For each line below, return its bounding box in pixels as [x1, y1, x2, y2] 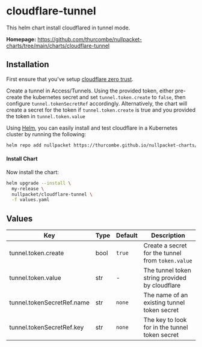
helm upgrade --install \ [6, 180, 71, 186]
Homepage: [6, 35, 37, 43]
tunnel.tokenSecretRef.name [9, 298, 90, 307]
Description [151, 231, 185, 240]
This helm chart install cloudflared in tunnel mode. [6, 24, 130, 31]
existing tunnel [143, 298, 185, 307]
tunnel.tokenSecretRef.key [9, 323, 84, 331]
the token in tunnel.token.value [6, 112, 85, 119]
